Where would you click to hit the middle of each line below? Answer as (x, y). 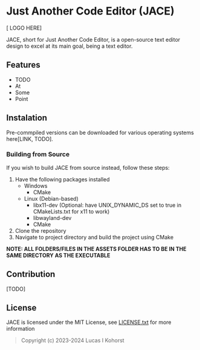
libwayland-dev (52, 218)
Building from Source (38, 154)
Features (23, 65)
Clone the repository (40, 230)
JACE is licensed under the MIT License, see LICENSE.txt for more (89, 322)
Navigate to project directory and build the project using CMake (94, 237)
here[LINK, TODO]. (30, 139)
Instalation (27, 118)
